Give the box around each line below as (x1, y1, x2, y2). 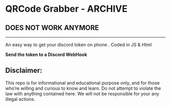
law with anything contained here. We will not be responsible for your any (5, 90, 159, 97)
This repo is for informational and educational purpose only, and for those (5, 79, 160, 86)
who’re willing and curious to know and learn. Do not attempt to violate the (5, 85, 161, 91)
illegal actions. (5, 96, 36, 102)
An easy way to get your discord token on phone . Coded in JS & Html (5, 42, 152, 47)
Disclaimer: (5, 66, 42, 75)
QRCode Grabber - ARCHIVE (5, 3, 128, 15)
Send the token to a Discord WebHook (5, 51, 88, 58)
